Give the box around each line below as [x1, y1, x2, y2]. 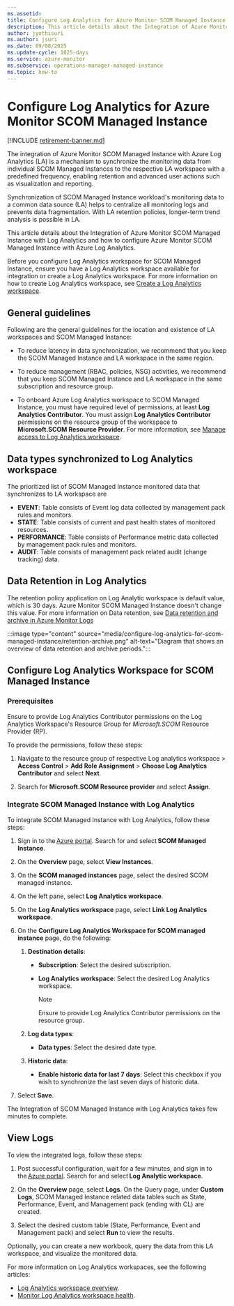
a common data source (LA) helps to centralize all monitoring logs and [7, 200, 209, 209]
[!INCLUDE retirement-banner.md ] [7, 137, 105, 145]
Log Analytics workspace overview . [17, 1284, 120, 1292]
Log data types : [27, 1029, 75, 1038]
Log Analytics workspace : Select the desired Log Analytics [38, 974, 210, 982]
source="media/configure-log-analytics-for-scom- [77, 629, 224, 638]
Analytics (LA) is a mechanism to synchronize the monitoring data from [7, 158, 211, 166]
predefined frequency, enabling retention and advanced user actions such [7, 172, 221, 181]
